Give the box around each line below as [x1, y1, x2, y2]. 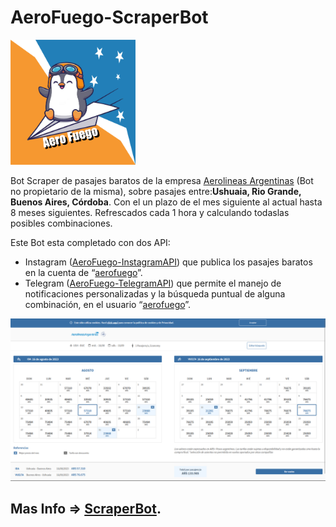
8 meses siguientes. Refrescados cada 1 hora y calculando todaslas [10, 206, 290, 218]
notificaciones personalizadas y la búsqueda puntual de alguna [24, 287, 286, 300]
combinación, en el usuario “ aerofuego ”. [24, 298, 192, 310]
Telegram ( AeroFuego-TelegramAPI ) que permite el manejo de [24, 277, 282, 289]
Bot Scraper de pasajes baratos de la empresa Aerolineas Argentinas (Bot [10, 174, 314, 186]
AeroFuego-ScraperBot [10, 6, 209, 29]
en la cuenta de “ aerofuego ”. [24, 266, 143, 278]
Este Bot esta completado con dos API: [10, 236, 171, 248]
